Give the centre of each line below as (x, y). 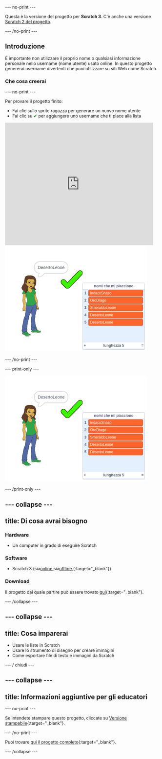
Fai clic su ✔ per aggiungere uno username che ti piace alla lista (77, 116)
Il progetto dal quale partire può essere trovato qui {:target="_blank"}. (74, 592)
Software (16, 558)
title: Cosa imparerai (37, 633)
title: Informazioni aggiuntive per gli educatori (76, 697)
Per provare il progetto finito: (34, 101)
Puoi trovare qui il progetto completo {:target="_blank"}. (61, 742)
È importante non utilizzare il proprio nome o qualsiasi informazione (73, 58)
